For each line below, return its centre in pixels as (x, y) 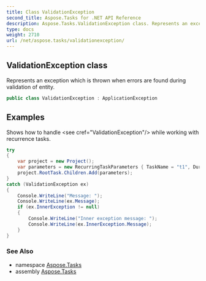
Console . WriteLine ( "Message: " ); (60, 196)
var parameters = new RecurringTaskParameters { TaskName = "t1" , (104, 167)
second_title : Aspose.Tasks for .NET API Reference (74, 18)
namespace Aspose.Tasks (48, 264)
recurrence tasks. (29, 138)
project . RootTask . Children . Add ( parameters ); (75, 173)
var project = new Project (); (56, 161)
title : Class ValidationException (51, 12)
